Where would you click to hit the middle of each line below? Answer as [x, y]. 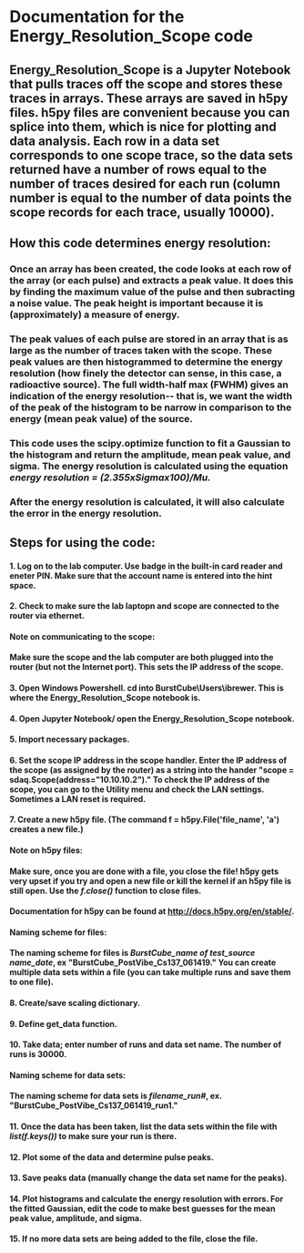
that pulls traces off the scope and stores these [147, 84]
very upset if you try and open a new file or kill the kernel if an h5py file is [151, 880]
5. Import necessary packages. [70, 739]
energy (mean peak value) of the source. [101, 418]
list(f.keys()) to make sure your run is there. [93, 1135]
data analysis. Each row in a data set [115, 141]
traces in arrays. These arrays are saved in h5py [149, 98]
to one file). [32, 982]
